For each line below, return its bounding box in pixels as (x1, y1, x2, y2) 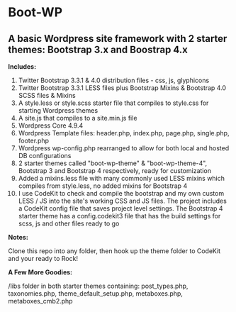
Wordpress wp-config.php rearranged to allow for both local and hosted (18, 144, 230, 152)
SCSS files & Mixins (18, 91, 77, 99)
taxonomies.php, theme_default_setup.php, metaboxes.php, (8, 289, 184, 298)
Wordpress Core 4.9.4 (18, 121, 84, 130)
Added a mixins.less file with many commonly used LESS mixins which (18, 174, 225, 182)
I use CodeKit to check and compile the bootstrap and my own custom (18, 189, 225, 197)
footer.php (18, 136, 49, 145)
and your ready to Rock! (8, 255, 79, 262)
